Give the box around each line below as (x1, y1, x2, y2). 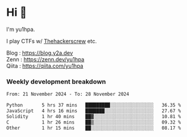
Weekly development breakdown (6, 77, 107, 86)
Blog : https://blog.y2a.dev (6, 49, 73, 57)
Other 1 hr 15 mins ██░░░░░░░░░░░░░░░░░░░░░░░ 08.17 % (6, 125, 182, 131)
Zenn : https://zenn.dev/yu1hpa (6, 55, 85, 63)
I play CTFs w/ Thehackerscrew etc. (6, 37, 97, 44)
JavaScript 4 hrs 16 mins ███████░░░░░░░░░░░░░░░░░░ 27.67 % (6, 108, 182, 114)
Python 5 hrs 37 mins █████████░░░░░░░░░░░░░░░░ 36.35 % (6, 102, 182, 108)
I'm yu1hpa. (6, 26, 35, 33)
